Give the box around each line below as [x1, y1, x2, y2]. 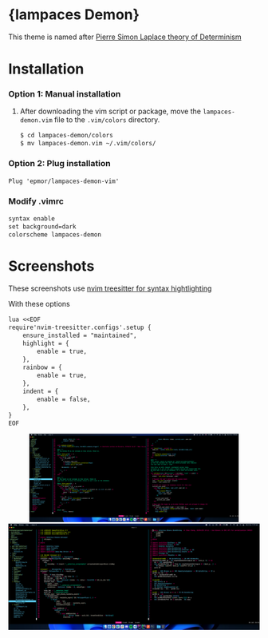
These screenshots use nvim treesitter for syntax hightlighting [8, 283, 212, 293]
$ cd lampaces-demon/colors [19, 132, 113, 140]
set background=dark [8, 223, 77, 231]
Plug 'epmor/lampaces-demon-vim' [8, 177, 120, 185]
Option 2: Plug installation [8, 158, 111, 169]
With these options [8, 299, 70, 308]
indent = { [22, 387, 59, 395]
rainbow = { [22, 363, 62, 371]
